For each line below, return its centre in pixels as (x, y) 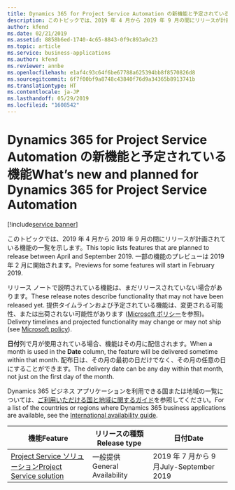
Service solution (37, 476)
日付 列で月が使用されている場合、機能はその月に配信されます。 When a (110, 343)
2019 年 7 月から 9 (184, 456)
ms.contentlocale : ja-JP (43, 92)
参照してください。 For (192, 399)
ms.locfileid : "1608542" (43, 105)
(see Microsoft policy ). (40, 329)
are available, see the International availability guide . (83, 415)
